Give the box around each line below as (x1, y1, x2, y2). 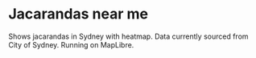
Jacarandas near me (8, 5, 149, 23)
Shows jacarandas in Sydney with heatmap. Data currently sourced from (8, 31, 249, 41)
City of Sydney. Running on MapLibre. (8, 39, 134, 49)
